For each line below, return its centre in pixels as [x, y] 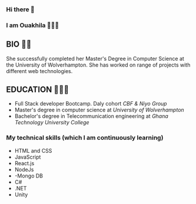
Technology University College [52, 123]
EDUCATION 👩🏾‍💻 [38, 90]
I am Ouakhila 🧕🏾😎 [33, 25]
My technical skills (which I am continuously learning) [85, 138]
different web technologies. [39, 71]
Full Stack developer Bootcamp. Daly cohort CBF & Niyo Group [91, 104]
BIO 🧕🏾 [19, 45]
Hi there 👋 [21, 9]
